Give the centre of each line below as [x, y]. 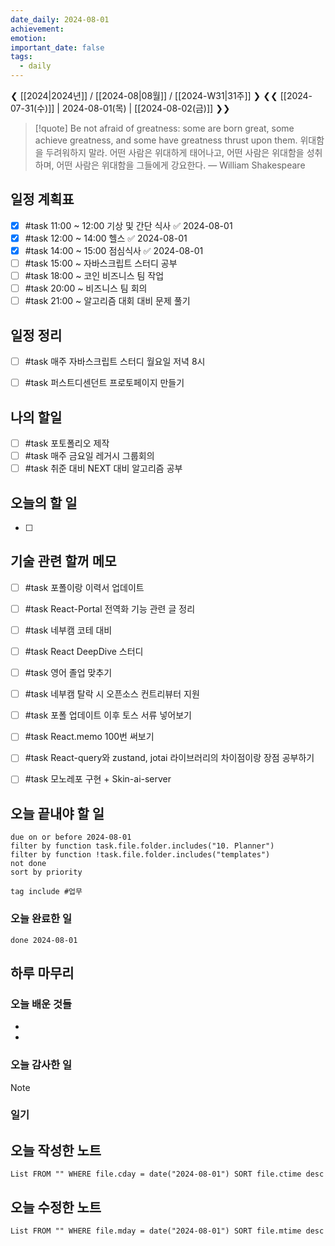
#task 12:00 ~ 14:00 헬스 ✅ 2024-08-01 [106, 238]
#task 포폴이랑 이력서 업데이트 [84, 587]
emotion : [28, 38]
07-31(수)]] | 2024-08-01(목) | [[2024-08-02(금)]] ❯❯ [120, 108]
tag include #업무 [46, 892]
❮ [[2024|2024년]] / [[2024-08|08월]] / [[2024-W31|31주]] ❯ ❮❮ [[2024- [161, 95]
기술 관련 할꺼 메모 [63, 561]
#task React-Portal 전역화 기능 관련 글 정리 [110, 608]
